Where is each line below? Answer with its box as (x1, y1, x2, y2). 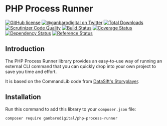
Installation (5, 93, 41, 101)
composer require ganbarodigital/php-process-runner (5, 115, 118, 120)
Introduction (5, 44, 45, 53)
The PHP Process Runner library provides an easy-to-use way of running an (5, 58, 162, 64)
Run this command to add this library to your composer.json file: (5, 106, 136, 112)
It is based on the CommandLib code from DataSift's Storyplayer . (5, 78, 139, 84)
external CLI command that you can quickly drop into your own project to (5, 63, 156, 69)
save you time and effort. (5, 68, 57, 74)
